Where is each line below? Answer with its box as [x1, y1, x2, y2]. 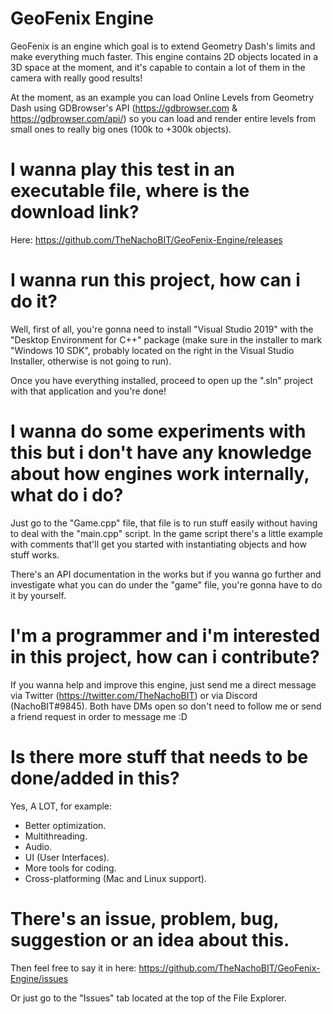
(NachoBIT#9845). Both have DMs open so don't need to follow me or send [10, 700, 322, 712]
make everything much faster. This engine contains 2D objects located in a [10, 50, 318, 62]
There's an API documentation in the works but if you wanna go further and [10, 568, 322, 580]
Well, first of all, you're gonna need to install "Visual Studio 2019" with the [10, 323, 314, 335]
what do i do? [10, 484, 124, 506]
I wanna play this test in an [10, 158, 235, 181]
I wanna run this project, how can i [10, 269, 301, 292]
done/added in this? [10, 767, 180, 789]
